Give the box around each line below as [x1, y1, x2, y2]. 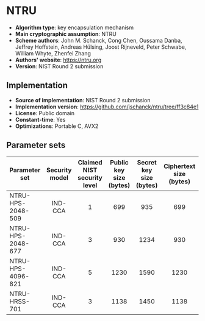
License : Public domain [15, 109, 75, 116]
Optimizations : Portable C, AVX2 [15, 122, 99, 130]
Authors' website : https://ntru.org [15, 56, 102, 63]
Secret [137, 158, 157, 166]
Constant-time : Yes [15, 116, 66, 123]
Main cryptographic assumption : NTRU [15, 30, 117, 37]
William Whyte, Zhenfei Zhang [15, 49, 92, 57]
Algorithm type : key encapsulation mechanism [15, 24, 134, 31]
